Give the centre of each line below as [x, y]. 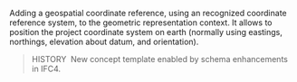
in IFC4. [46, 68]
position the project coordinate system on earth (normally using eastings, [146, 32]
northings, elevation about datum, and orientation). [104, 41]
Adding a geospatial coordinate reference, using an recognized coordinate [148, 13]
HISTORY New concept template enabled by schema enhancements [159, 59]
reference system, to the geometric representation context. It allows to [141, 23]
